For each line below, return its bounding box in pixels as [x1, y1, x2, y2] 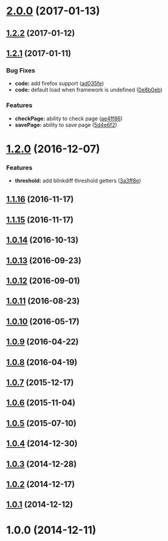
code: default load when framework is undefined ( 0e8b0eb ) [14, 86, 163, 93]
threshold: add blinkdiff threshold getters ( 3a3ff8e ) [14, 177, 141, 184]
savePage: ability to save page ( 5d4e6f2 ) [14, 121, 117, 128]
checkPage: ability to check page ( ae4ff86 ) [14, 115, 123, 122]
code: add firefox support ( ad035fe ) [14, 80, 104, 87]
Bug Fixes [6, 66, 36, 74]
